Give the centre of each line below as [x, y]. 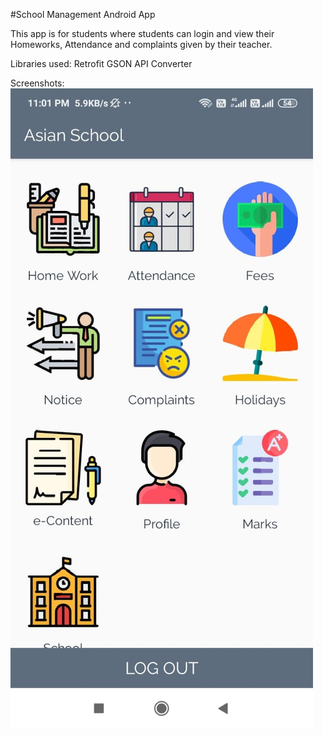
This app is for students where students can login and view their [142, 33]
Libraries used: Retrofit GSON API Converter [101, 63]
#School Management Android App [83, 14]
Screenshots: [37, 83]
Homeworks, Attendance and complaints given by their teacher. [141, 44]
